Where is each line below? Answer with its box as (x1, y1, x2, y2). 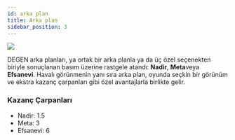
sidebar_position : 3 (7, 23, 68, 30)
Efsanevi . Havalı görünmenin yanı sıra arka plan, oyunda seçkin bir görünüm (7, 71, 228, 79)
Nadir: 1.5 (17, 111, 46, 120)
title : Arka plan (7, 17, 58, 24)
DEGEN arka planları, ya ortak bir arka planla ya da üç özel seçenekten (7, 55, 211, 64)
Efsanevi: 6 (17, 126, 51, 134)
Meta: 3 (17, 118, 40, 127)
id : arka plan (7, 10, 49, 17)
